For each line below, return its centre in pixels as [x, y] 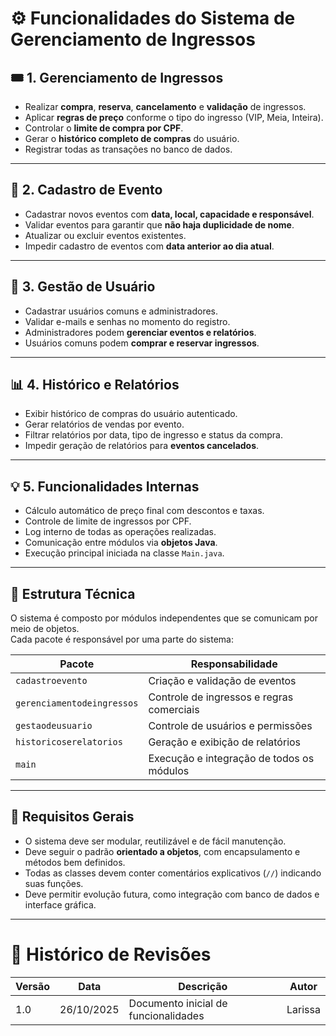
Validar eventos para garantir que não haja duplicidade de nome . [159, 224]
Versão [33, 986]
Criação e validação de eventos [222, 681]
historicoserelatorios [69, 742]
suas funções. [54, 883]
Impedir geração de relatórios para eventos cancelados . [142, 446]
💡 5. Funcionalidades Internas [105, 486]
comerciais [174, 710]
